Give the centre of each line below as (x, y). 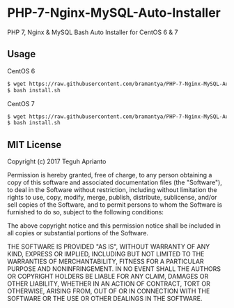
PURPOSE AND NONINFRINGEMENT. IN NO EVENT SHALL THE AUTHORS (114, 269)
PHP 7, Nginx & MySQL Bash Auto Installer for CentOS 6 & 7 (93, 32)
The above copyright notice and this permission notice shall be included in (114, 226)
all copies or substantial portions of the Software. (78, 233)
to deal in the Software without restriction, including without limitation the (112, 190)
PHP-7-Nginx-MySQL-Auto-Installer (114, 13)
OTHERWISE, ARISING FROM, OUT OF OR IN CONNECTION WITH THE (109, 291)
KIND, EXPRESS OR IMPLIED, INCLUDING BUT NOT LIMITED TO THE (106, 254)
